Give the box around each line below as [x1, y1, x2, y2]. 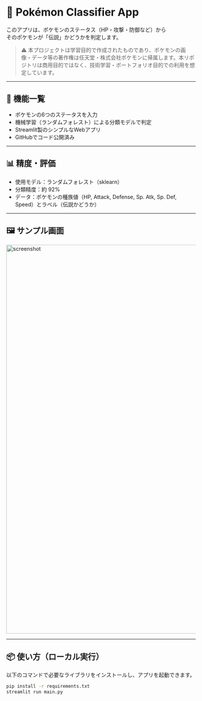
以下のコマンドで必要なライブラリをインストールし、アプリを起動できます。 [6, 672, 195, 679]
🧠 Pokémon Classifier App [6, 5, 139, 19]
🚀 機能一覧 [6, 94, 45, 104]
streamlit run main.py [6, 689, 63, 695]
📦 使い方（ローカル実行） [6, 652, 104, 662]
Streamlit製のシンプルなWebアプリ [14, 126, 101, 133]
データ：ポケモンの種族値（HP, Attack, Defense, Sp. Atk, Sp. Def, [14, 193, 177, 200]
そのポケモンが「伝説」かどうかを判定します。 [6, 33, 122, 41]
